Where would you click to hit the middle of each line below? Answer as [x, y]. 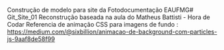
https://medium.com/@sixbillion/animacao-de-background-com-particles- [112, 32]
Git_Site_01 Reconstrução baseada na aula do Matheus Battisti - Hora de [109, 17]
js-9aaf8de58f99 [31, 39]
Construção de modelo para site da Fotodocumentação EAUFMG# [100, 10]
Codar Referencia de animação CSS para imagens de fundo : [93, 24]
